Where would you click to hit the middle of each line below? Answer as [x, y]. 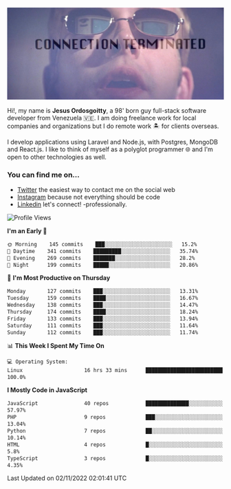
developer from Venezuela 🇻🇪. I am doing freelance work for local [102, 118]
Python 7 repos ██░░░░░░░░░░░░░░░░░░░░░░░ [115, 431]
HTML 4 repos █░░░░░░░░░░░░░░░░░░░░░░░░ [115, 445]
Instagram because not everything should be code [88, 197]
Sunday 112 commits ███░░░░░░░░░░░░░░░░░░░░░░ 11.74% [102, 333]
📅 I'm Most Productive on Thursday [59, 278]
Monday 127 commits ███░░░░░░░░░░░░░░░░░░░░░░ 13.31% [102, 292]
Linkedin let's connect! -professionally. [72, 204]
